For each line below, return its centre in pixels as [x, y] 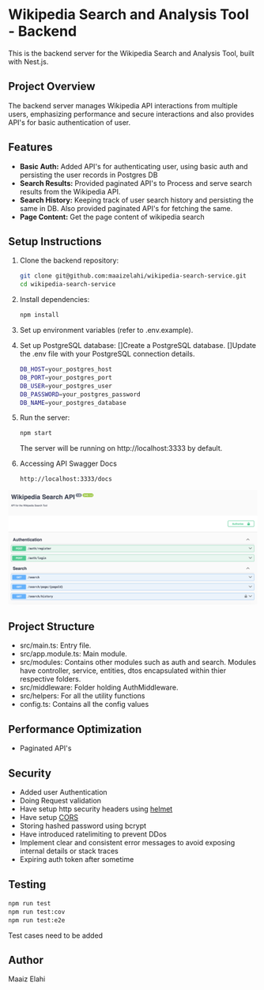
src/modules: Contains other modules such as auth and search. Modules [138, 663]
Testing [27, 884]
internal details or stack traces [69, 851]
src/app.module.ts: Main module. [74, 654]
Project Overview [52, 87]
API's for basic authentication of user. [70, 122]
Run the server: [45, 418]
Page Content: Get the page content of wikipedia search [112, 217]
